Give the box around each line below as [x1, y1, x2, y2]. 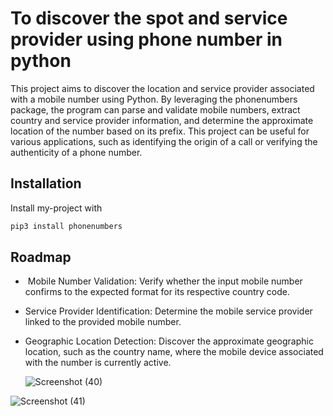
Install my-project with [10, 202, 103, 214]
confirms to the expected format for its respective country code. [24, 286, 290, 298]
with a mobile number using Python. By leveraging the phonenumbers [10, 93, 298, 105]
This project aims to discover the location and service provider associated [10, 82, 315, 94]
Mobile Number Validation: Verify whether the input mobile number [27, 275, 303, 287]
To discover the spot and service [10, 7, 288, 30]
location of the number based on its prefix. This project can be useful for [10, 125, 310, 137]
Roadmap [10, 249, 72, 266]
